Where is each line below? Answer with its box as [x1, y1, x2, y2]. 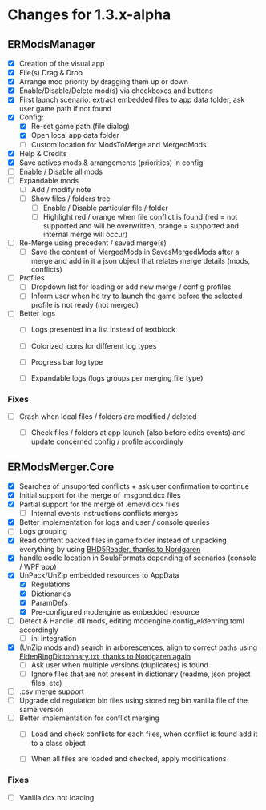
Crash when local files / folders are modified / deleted [18, 411, 197, 421]
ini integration [30, 633, 77, 643]
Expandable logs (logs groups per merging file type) [30, 373, 204, 382]
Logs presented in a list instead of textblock [30, 324, 176, 334]
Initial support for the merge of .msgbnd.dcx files [18, 490, 181, 500]
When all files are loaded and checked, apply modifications [30, 754, 227, 764]
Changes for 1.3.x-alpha [7, 6, 171, 24]
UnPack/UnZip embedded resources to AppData [18, 570, 179, 580]
